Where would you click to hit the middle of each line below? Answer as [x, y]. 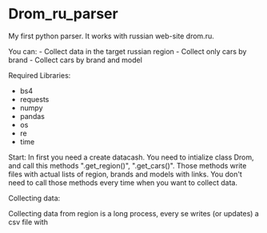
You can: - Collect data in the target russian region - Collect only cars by [128, 51]
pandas [32, 116]
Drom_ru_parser [63, 14]
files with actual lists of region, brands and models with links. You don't [125, 174]
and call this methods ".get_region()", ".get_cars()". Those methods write [128, 165]
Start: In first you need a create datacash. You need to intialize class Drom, [131, 157]
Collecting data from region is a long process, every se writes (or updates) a [134, 213]
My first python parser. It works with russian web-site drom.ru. [111, 36]
